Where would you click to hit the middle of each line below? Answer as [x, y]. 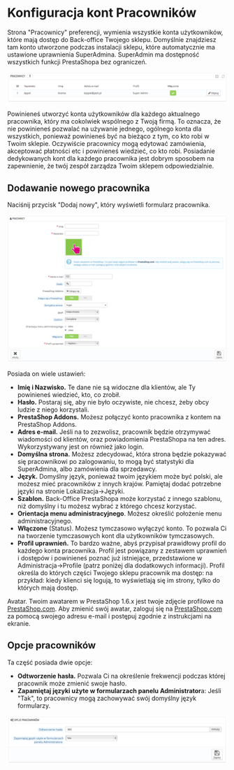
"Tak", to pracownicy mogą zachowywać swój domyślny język [107, 698]
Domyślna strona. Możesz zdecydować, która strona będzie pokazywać [122, 454]
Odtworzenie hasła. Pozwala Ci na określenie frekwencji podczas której [121, 676]
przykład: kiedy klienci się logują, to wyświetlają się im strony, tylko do [118, 580]
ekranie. [19, 623]
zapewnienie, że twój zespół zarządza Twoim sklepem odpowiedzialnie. [111, 166]
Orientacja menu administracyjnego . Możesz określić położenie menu [119, 513]
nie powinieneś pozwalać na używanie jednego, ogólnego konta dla [104, 129]
